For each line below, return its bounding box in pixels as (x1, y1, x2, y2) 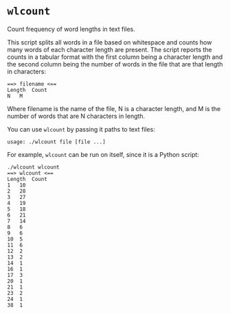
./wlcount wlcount (7, 163, 60, 171)
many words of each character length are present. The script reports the (7, 45, 212, 53)
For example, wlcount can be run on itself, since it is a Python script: (7, 150, 199, 158)
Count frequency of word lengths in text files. (7, 25, 136, 33)
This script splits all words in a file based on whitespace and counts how (7, 38, 212, 46)
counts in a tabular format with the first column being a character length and (7, 53, 223, 61)
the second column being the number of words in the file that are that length (7, 60, 223, 68)
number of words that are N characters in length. (7, 112, 146, 120)
